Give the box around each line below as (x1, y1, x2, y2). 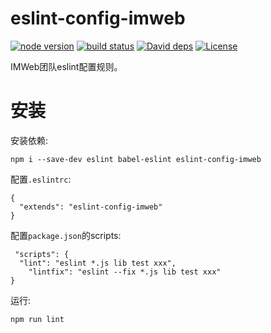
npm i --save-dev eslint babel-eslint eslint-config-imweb (10, 154, 262, 164)
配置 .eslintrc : (10, 173, 72, 185)
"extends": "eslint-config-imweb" (19, 202, 163, 212)
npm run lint (10, 314, 65, 324)
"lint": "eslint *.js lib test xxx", (19, 258, 177, 268)
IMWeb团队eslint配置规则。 (10, 60, 123, 72)
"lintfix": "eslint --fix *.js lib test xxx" (28, 267, 222, 277)
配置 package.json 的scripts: (10, 229, 122, 241)
